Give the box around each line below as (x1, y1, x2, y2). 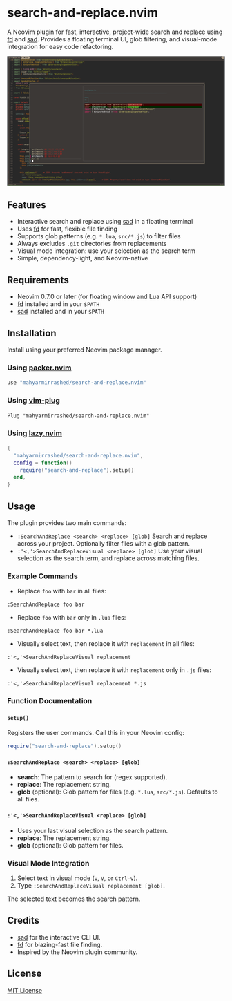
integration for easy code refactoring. (7, 42, 114, 50)
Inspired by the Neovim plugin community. (17, 948, 138, 956)
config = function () (13, 459, 72, 466)
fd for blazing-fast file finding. (17, 940, 103, 948)
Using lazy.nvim (7, 428, 63, 438)
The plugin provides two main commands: (7, 518, 126, 526)
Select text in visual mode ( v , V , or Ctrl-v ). (17, 874, 138, 882)
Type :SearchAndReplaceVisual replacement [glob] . (17, 881, 166, 889)
